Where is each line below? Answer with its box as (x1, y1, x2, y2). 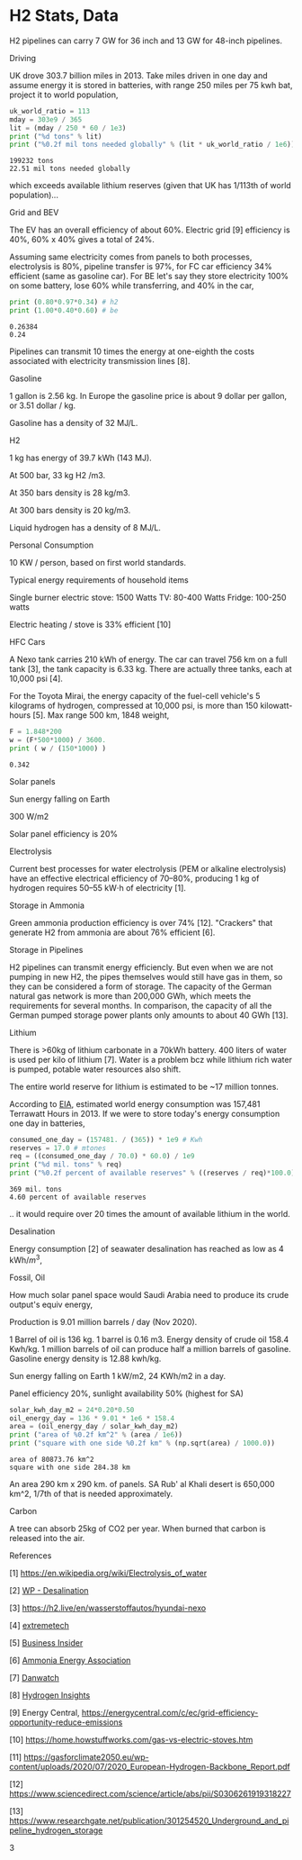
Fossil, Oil (9, 1272, 46, 1283)
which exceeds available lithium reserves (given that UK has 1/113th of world (9, 180, 292, 191)
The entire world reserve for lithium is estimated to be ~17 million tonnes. (9, 1081, 279, 1092)
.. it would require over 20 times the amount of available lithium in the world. (9, 1209, 290, 1220)
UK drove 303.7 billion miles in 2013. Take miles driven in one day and (9, 69, 268, 81)
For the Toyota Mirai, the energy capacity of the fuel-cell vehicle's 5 (9, 691, 261, 702)
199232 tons (9, 157, 54, 166)
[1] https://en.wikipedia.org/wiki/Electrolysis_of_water (9, 1568, 208, 1579)
